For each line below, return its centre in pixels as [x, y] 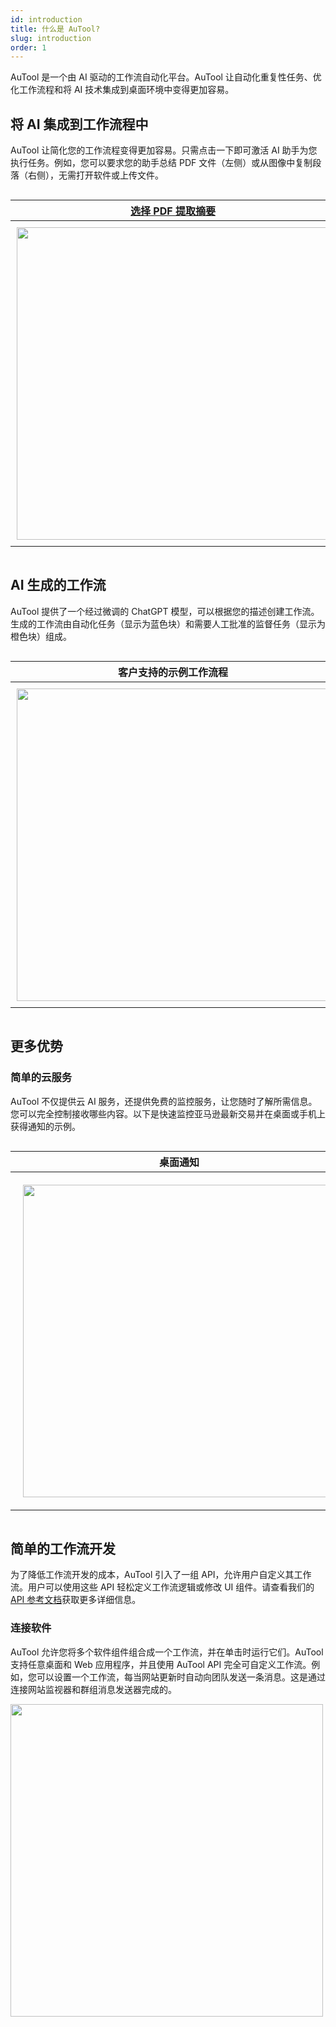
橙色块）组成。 [41, 636]
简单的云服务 [41, 1078]
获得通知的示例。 [45, 1126]
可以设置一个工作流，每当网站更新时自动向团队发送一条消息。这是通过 [181, 1677]
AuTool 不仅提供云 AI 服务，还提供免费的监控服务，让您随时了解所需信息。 [164, 1101]
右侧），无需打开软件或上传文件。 [95, 175]
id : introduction [46, 19]
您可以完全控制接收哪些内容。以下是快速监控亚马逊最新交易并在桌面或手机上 [168, 1113]
